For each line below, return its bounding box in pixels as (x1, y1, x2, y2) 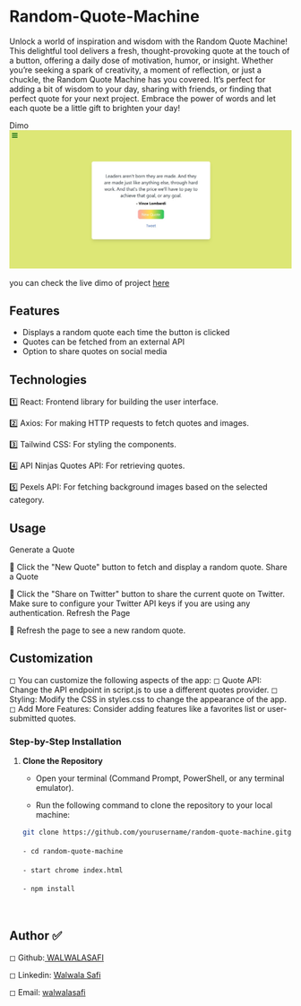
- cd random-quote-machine (21, 846, 124, 855)
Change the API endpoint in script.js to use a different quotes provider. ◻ (9, 684, 279, 695)
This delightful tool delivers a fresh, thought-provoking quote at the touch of (9, 45, 290, 56)
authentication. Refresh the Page (9, 607, 131, 618)
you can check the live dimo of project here (9, 277, 170, 288)
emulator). (35, 783, 74, 794)
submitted (9, 713, 47, 724)
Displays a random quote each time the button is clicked (21, 327, 230, 338)
